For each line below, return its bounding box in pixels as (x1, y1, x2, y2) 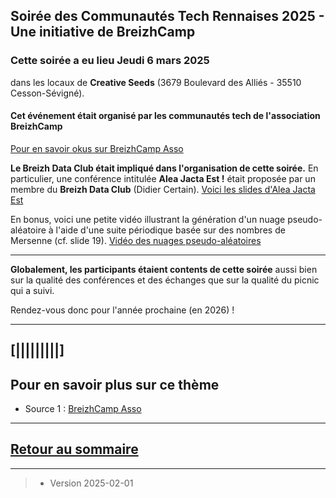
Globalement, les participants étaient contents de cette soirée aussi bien (10, 263, 318, 275)
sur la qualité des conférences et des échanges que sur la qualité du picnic (10, 274, 320, 286)
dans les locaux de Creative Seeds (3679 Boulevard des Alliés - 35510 (10, 76, 302, 88)
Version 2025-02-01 (49, 477, 134, 489)
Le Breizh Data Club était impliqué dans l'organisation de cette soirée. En (10, 162, 319, 174)
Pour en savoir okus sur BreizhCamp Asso (10, 142, 184, 154)
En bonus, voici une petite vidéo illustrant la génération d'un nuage (10, 213, 286, 225)
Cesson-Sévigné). (10, 87, 85, 99)
